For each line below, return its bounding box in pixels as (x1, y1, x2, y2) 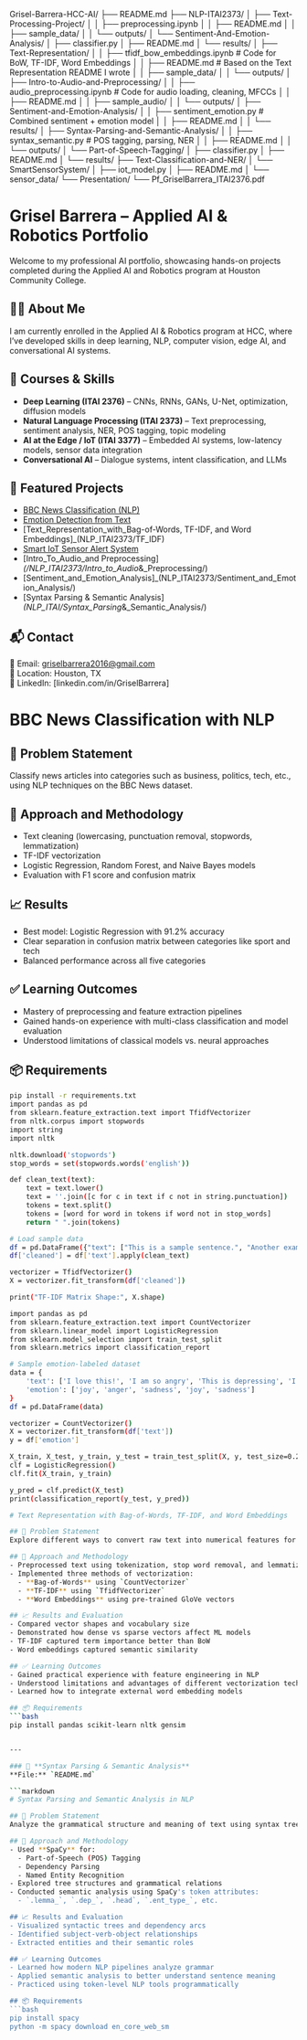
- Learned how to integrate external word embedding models (9, 1687, 244, 1696)
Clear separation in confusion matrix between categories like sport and (22, 935, 291, 946)
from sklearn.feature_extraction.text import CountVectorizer (9, 1317, 251, 1327)
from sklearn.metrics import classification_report (9, 1344, 210, 1353)
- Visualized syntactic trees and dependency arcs (9, 1920, 206, 1930)
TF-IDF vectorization (22, 850, 101, 861)
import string (9, 1125, 64, 1134)
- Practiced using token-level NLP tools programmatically (9, 1980, 239, 1990)
